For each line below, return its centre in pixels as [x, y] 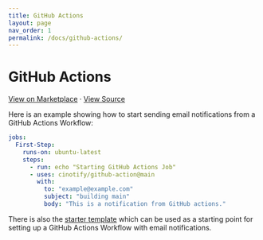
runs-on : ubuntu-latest [62, 152]
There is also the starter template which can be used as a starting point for [131, 219]
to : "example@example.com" [88, 189]
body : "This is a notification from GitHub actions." [135, 204]
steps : [33, 160]
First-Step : [35, 145]
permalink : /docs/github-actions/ [66, 38]
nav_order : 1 [30, 30]
